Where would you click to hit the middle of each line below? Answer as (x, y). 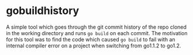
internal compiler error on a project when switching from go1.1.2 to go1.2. (94, 46)
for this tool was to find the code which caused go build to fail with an (91, 39)
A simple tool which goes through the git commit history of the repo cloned (96, 27)
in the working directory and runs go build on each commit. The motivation (97, 33)
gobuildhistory (43, 11)
